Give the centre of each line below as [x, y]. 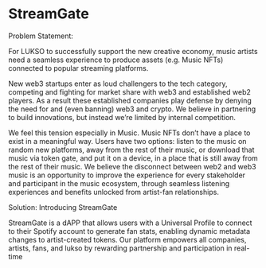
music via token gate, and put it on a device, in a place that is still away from [133, 158]
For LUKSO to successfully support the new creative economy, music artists [133, 51]
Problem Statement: [41, 36]
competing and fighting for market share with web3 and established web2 [129, 91]
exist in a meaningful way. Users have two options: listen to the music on [127, 141]
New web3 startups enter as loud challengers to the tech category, [118, 84]
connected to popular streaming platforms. [78, 68]
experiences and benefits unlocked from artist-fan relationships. [113, 192]
